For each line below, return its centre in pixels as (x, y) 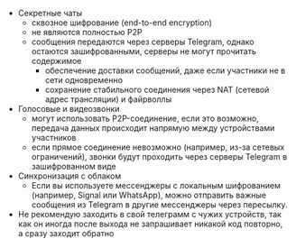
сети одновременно (84, 80)
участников (54, 138)
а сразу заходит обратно (66, 233)
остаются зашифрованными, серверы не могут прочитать (144, 51)
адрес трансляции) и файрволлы (108, 99)
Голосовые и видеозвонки (69, 109)
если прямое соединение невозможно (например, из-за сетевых (158, 147)
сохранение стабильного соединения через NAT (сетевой (157, 90)
